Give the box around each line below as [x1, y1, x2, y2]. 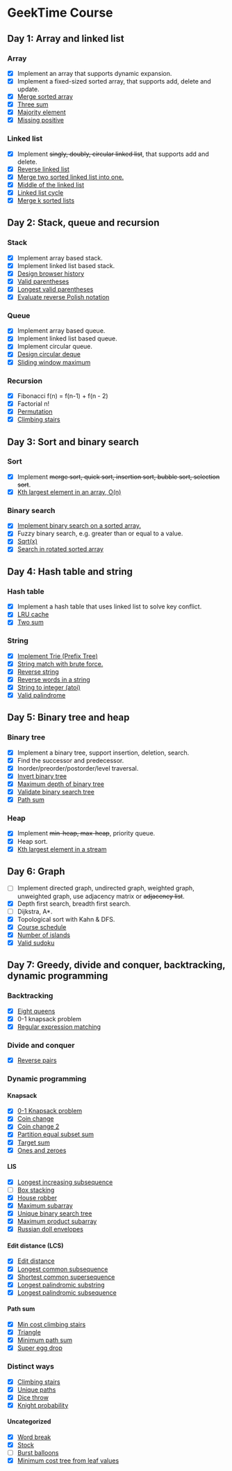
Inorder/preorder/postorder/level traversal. [17, 764, 139, 772]
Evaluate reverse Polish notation [17, 292, 110, 301]
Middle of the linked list [17, 180, 85, 189]
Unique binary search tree [17, 1209, 92, 1218]
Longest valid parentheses [17, 285, 94, 293]
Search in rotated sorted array [17, 545, 104, 553]
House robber [17, 1193, 58, 1202]
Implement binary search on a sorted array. [17, 521, 141, 530]
